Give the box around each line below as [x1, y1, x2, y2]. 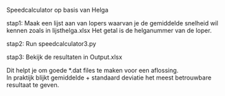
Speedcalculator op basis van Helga [6, 6, 109, 14]
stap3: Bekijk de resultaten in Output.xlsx [6, 53, 123, 61]
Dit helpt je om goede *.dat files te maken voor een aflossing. [6, 67, 179, 74]
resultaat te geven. [6, 81, 60, 88]
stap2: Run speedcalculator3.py [6, 40, 97, 47]
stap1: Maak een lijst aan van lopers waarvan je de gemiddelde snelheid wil [6, 19, 219, 27]
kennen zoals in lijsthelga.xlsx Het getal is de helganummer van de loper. [6, 27, 212, 34]
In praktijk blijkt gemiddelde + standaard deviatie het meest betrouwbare [6, 73, 212, 82]
